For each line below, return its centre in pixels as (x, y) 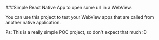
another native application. (33, 23)
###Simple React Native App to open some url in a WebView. (69, 7)
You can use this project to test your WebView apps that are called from (80, 17)
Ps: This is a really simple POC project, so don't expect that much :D (76, 32)
